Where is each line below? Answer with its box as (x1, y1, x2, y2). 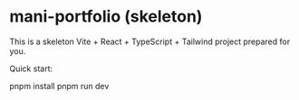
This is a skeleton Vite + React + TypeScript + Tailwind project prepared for (9, 36, 291, 47)
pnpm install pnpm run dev (9, 80, 110, 91)
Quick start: (9, 63, 53, 74)
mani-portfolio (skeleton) (9, 6, 203, 27)
